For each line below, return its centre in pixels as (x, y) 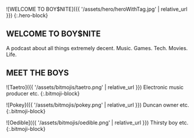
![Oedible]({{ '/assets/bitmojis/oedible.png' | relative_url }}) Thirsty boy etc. (97, 122)
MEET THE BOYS (37, 73)
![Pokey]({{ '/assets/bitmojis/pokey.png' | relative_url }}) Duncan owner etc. (98, 105)
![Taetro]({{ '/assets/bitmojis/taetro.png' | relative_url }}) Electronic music (95, 87)
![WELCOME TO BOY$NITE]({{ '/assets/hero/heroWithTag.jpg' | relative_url (97, 9)
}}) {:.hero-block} (27, 15)
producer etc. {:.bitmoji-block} (43, 93)
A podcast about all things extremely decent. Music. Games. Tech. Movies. (97, 48)
